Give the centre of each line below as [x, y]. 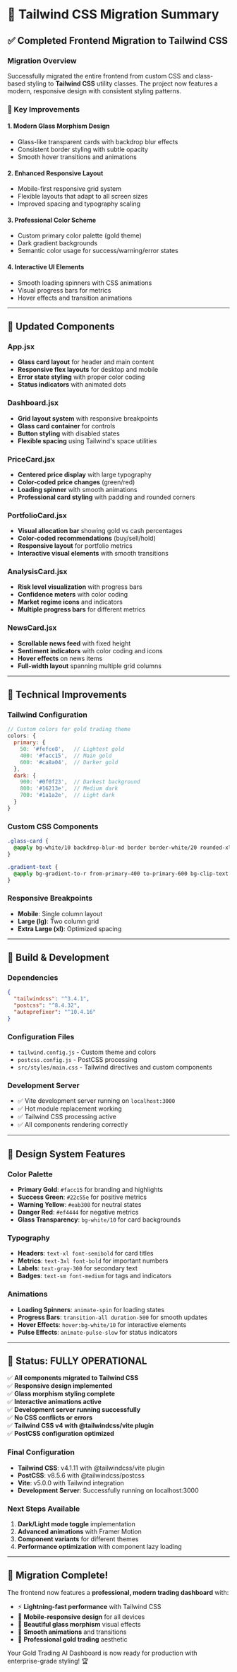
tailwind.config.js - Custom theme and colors [87, 1052]
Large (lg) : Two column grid [58, 921]
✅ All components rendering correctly [73, 1125]
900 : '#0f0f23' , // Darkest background [80, 782]
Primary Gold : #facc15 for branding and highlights [90, 1190]
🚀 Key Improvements [43, 109]
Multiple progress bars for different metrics [81, 609]
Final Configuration [41, 1452]
